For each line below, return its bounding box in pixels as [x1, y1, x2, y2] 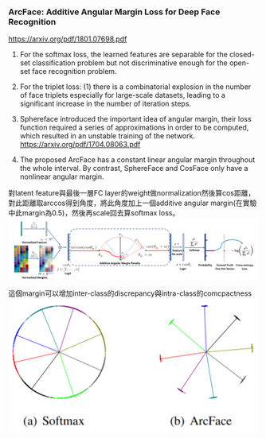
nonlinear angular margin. [19, 172, 105, 181]
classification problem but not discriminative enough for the [31, 58, 229, 68]
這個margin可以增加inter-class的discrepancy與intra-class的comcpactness [8, 289, 252, 298]
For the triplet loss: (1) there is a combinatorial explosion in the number [19, 82, 252, 91]
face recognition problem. [31, 67, 117, 76]
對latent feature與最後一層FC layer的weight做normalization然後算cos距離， [8, 188, 256, 198]
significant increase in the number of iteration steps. [19, 99, 192, 109]
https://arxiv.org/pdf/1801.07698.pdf [8, 34, 127, 44]
